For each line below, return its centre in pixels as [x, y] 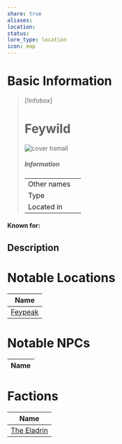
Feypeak [25, 311]
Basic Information [60, 81]
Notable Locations [61, 278]
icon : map [22, 46]
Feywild [47, 129]
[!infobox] [38, 100]
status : [18, 33]
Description [33, 247]
